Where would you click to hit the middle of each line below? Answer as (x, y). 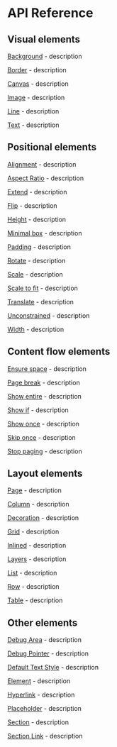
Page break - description (44, 382)
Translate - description (41, 301)
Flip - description (33, 205)
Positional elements (52, 147)
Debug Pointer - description (48, 653)
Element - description (39, 681)
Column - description (38, 504)
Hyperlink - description (41, 695)
